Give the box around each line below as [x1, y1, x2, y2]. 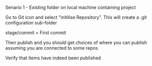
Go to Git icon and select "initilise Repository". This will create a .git [5, 14, 147, 20]
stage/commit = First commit [5, 30, 67, 35]
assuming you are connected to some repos [5, 45, 98, 51]
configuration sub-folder [5, 20, 57, 26]
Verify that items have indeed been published [5, 55, 101, 61]
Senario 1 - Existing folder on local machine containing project [5, 5, 136, 10]
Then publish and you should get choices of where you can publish [5, 39, 147, 46]
